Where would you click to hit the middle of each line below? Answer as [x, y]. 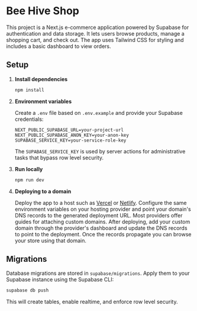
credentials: [29, 119]
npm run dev [29, 180]
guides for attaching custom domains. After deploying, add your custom [102, 222]
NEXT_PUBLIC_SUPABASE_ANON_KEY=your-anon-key [72, 135]
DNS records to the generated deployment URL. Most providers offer [98, 215]
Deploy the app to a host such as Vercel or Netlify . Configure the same [101, 203]
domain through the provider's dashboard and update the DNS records [101, 228]
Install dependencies [41, 79]
